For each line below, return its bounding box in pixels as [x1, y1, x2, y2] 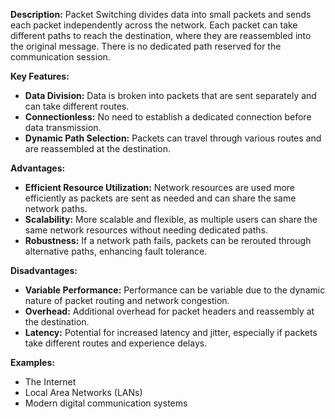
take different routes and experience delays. [24, 337, 208, 349]
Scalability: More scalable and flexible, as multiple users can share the [24, 214, 318, 225]
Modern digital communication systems [24, 397, 188, 409]
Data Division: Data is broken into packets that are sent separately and [24, 90, 317, 101]
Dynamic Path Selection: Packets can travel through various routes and [24, 132, 322, 144]
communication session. [10, 51, 111, 63]
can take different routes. [24, 100, 130, 112]
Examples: [10, 357, 55, 368]
